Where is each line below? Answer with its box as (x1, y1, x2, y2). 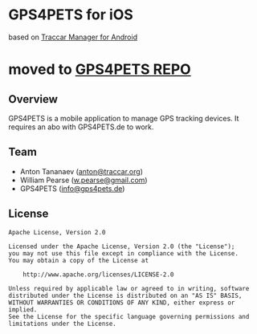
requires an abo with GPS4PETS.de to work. (8, 122, 154, 132)
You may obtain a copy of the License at (8, 256, 149, 264)
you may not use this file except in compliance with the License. (8, 249, 239, 258)
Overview (8, 92, 59, 106)
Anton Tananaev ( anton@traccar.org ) (19, 166, 143, 176)
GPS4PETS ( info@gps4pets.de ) (19, 183, 125, 193)
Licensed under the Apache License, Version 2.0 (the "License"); (8, 242, 235, 250)
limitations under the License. (8, 320, 116, 328)
